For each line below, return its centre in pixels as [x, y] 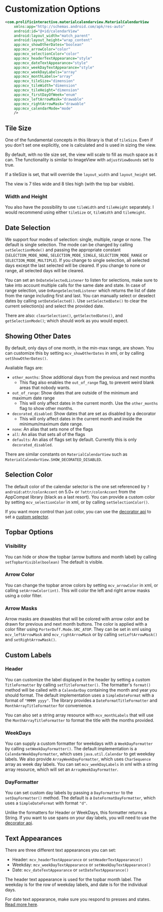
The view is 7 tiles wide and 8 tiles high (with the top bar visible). [70, 184]
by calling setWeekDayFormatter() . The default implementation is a [71, 749]
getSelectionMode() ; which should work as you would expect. [67, 321]
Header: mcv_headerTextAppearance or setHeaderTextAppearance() [77, 860]
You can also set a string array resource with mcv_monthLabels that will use [79, 715]
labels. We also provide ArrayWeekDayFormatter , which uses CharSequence [78, 759]
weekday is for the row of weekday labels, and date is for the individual [76, 885]
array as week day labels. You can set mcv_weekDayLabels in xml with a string [81, 764]
